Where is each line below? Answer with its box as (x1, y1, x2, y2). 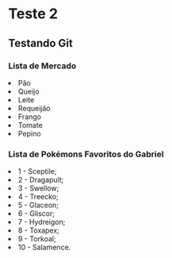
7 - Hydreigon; (18, 218, 66, 227)
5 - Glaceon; (18, 200, 59, 210)
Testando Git (8, 37, 73, 50)
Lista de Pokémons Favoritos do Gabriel (8, 148, 164, 160)
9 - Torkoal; (18, 234, 57, 244)
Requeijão (18, 103, 52, 113)
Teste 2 (8, 5, 58, 23)
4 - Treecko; (18, 192, 59, 202)
